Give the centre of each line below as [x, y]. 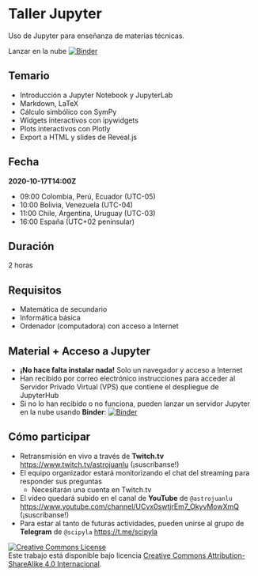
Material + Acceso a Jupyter [80, 351]
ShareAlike [26, 563]
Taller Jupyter [55, 14]
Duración [31, 246]
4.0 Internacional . [73, 563]
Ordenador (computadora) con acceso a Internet [99, 326]
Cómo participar [49, 437]
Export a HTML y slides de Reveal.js [78, 137]
